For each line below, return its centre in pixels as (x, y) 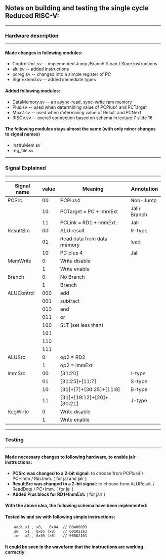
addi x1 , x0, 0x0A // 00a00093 (51, 527)
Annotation (144, 189)
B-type (139, 389)
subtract (70, 301)
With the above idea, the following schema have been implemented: (76, 506)
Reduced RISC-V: (32, 16)
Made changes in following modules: (44, 53)
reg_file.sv (23, 150)
